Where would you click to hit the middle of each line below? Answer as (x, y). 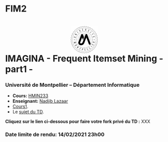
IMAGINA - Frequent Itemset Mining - (84, 59)
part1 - (19, 69)
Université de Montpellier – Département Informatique (72, 85)
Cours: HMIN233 (30, 96)
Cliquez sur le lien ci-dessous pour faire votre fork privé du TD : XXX (78, 121)
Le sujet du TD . (28, 112)
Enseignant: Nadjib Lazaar (40, 101)
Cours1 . (20, 106)
